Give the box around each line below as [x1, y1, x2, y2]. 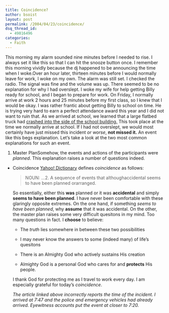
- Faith [10, 40, 26, 45]
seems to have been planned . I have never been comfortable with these [12, 195, 163, 201]
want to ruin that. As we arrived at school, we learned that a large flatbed [5, 113, 157, 119]
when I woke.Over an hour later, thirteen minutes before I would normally [5, 70, 156, 76]
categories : [5, 36, 30, 41]
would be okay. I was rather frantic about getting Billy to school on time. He [5, 102, 161, 109]
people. [20, 266, 36, 273]
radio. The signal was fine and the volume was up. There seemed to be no [5, 81, 159, 87]
